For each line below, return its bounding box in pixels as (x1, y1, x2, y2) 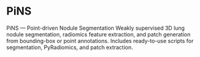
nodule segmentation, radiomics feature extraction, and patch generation (6, 30, 191, 38)
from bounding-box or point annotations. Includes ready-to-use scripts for (6, 37, 194, 44)
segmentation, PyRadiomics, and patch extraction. (6, 44, 133, 51)
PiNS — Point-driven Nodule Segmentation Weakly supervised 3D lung (6, 24, 185, 32)
